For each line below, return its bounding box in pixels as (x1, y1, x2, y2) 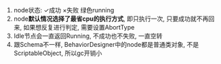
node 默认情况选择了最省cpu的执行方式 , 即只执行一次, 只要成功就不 (13, 14, 202, 23)
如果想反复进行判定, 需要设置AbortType (23, 23, 135, 31)
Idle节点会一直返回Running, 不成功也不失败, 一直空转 (13, 32, 163, 40)
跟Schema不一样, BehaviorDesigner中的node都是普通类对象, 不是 (13, 41, 199, 48)
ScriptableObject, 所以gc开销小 (13, 49, 102, 57)
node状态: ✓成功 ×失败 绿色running (13, 6, 115, 14)
